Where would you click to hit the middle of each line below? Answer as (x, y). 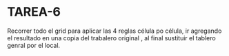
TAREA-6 (34, 12)
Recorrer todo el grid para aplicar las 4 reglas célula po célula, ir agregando (114, 31)
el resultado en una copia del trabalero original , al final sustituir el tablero (111, 38)
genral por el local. (34, 45)
